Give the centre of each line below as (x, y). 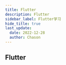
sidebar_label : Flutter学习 (33, 19)
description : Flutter (27, 14)
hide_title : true (23, 24)
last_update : (18, 28)
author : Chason (25, 38)
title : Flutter (21, 10)
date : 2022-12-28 (27, 33)
